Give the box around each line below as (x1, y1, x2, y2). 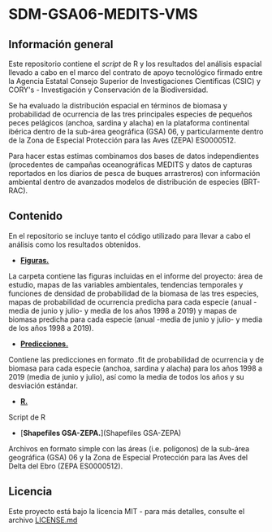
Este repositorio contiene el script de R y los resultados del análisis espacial (8, 59, 262, 68)
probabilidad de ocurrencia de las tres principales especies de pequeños (8, 109, 253, 119)
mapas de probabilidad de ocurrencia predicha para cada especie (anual (8, 297, 252, 306)
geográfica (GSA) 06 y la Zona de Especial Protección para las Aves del (8, 452, 248, 462)
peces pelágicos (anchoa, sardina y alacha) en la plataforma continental (8, 118, 250, 127)
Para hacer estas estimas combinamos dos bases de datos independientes (8, 152, 260, 160)
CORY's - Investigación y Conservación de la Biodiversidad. (8, 85, 209, 95)
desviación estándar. (8, 380, 79, 390)
